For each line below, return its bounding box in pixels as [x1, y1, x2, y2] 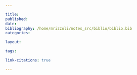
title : [5, 12, 19, 17]
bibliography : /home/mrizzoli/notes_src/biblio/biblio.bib [5, 26, 132, 31]
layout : [5, 40, 22, 45]
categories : [5, 31, 30, 36]
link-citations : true [5, 58, 51, 63]
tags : [5, 49, 17, 54]
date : [5, 21, 17, 26]
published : [5, 16, 28, 22]
